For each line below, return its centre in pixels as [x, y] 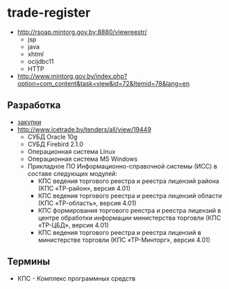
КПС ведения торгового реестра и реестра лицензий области [130, 195]
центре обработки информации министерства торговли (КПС [129, 218]
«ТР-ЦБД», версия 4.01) [73, 225]
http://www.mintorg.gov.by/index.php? [72, 76]
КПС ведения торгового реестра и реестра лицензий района [129, 181]
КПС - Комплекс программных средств [76, 278]
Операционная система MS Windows [83, 159]
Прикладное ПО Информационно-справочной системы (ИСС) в [122, 166]
